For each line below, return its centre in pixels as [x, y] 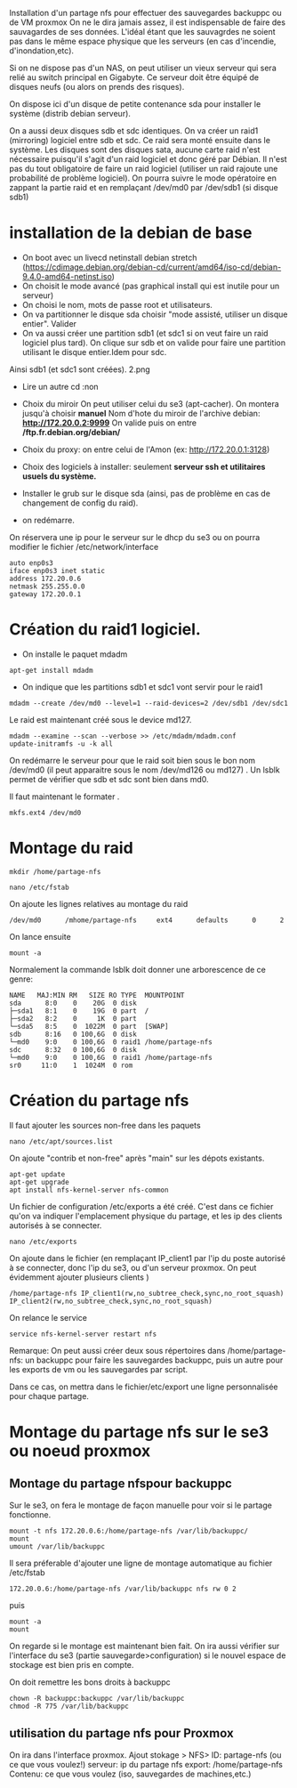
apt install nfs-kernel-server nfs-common [89, 1190]
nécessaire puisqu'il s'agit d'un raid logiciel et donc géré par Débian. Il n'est [148, 159]
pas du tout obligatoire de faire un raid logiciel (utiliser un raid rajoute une [144, 169]
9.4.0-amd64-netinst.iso [67, 276]
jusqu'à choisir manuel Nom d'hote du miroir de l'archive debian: [141, 413]
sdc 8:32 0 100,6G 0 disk [73, 1049]
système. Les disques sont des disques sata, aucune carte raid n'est [135, 150]
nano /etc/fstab [39, 887]
